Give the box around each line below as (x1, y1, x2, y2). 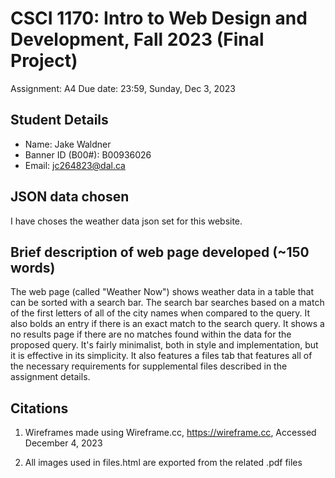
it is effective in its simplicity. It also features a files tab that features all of (10, 350, 313, 362)
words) (10, 259, 56, 276)
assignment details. (10, 371, 91, 383)
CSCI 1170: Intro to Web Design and (10, 7, 308, 30)
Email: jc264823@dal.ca (24, 159, 126, 171)
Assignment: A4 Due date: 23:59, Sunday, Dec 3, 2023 (10, 82, 236, 94)
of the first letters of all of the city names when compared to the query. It (10, 307, 311, 319)
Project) (10, 50, 78, 72)
